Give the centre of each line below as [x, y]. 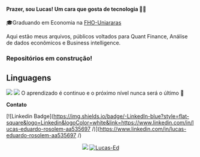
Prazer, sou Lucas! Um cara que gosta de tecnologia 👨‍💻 [76, 9]
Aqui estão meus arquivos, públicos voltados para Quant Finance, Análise [97, 37]
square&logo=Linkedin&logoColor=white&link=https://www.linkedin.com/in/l [100, 122]
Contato [16, 104]
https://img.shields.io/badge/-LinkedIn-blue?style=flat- [121, 116]
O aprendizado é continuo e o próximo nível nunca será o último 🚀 [102, 93]
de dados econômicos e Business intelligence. [63, 43]
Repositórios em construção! [49, 59]
